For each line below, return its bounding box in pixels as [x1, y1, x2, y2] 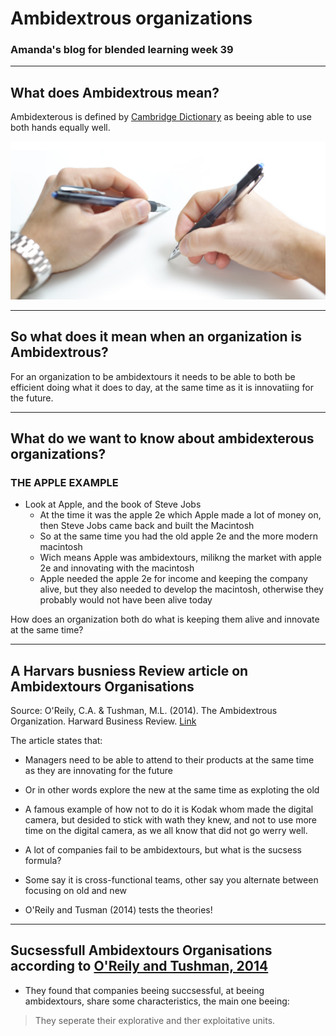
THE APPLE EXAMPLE [10, 475, 119, 489]
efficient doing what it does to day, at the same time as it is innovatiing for [10, 381, 314, 393]
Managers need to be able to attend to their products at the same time [24, 754, 315, 766]
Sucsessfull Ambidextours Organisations [10, 942, 273, 959]
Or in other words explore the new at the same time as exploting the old [24, 784, 320, 796]
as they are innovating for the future [24, 765, 173, 777]
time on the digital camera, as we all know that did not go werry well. [24, 825, 308, 837]
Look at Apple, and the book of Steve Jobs [24, 498, 202, 511]
